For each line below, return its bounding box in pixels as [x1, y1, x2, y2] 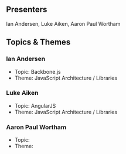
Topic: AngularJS [14, 102, 56, 109]
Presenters [6, 5, 47, 15]
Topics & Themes [6, 37, 71, 47]
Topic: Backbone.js [14, 68, 61, 75]
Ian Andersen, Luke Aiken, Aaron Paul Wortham [6, 20, 121, 27]
